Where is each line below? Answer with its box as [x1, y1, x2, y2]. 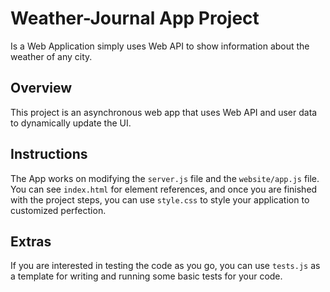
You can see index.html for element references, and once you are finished [10, 183, 318, 195]
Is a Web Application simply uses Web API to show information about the [10, 40, 310, 52]
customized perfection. [10, 204, 107, 216]
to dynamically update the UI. [10, 117, 132, 129]
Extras [10, 233, 52, 250]
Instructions [10, 146, 88, 163]
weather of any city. [10, 50, 93, 62]
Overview [10, 80, 73, 97]
